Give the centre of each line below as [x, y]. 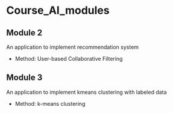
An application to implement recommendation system [73, 47]
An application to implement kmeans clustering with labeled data [86, 92]
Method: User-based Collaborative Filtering [69, 59]
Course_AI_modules [58, 11]
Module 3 [24, 78]
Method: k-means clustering [50, 103]
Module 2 [24, 33]
